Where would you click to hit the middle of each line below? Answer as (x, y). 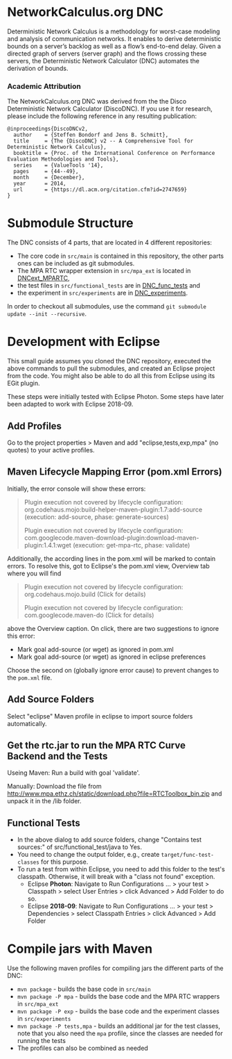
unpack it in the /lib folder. (44, 801)
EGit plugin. (24, 384)
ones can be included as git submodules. (76, 263)
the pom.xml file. (30, 678)
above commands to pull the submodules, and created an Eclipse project (111, 368)
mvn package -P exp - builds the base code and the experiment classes (118, 1011)
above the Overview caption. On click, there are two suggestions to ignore (113, 628)
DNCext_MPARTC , (43, 278)
